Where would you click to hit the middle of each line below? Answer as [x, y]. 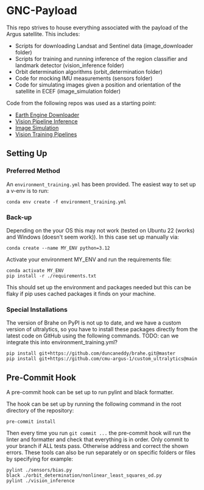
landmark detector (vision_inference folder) [70, 65]
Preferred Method [33, 171]
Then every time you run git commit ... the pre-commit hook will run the [99, 433]
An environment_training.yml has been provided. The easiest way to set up [101, 184]
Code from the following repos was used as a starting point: [81, 103]
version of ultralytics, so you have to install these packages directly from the [102, 330]
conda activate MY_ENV [35, 270]
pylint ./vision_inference [40, 481]
